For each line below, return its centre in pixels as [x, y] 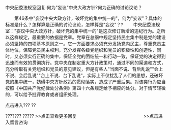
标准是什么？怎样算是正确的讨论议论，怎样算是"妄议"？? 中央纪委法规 [83, 25]
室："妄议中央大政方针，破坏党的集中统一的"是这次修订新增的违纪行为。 [81, 31]
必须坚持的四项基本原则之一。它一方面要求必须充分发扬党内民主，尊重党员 [83, 44]
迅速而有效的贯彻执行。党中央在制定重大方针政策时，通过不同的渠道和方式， [85, 63]
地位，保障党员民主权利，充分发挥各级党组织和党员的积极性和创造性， [83, 50]
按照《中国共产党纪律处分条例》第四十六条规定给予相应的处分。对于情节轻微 [85, 88]
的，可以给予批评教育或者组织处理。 [43, 94]
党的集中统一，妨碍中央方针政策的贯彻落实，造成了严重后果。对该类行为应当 [85, 82]
